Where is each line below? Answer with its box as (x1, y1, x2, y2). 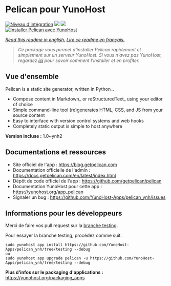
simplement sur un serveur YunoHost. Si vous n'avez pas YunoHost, (17, 52, 162, 58)
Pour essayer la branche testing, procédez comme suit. (5, 232, 122, 239)
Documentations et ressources (5, 148, 106, 157)
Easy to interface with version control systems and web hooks (12, 117, 144, 124)
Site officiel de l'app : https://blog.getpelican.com (12, 161, 117, 168)
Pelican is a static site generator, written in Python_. (5, 86, 114, 92)
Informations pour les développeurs (5, 209, 122, 217)
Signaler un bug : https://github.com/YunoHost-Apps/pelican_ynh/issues (12, 194, 166, 200)
